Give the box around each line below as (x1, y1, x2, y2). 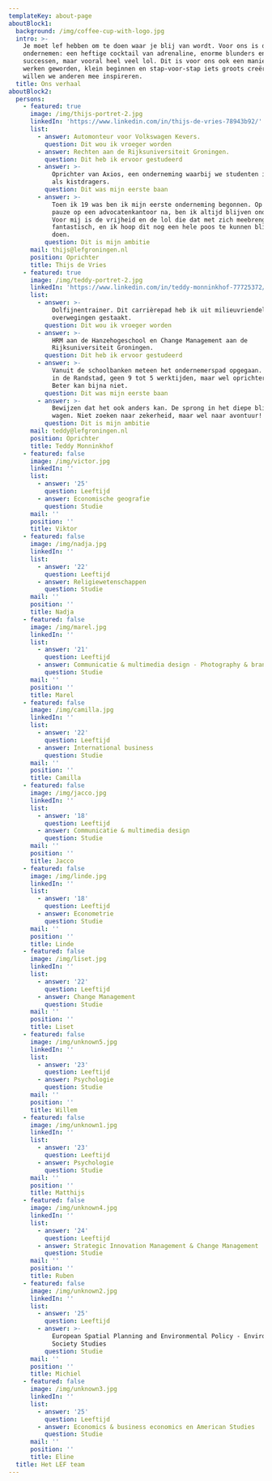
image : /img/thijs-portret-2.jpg (29, 110, 143, 118)
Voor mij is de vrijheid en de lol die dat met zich (51, 216, 233, 224)
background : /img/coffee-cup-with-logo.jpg (15, 27, 164, 35)
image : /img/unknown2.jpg (29, 1287, 117, 1295)
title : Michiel (29, 1370, 82, 1378)
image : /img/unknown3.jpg (29, 1385, 117, 1393)
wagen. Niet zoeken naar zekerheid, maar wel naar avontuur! (51, 411, 263, 420)
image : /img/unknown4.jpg (29, 1204, 117, 1212)
